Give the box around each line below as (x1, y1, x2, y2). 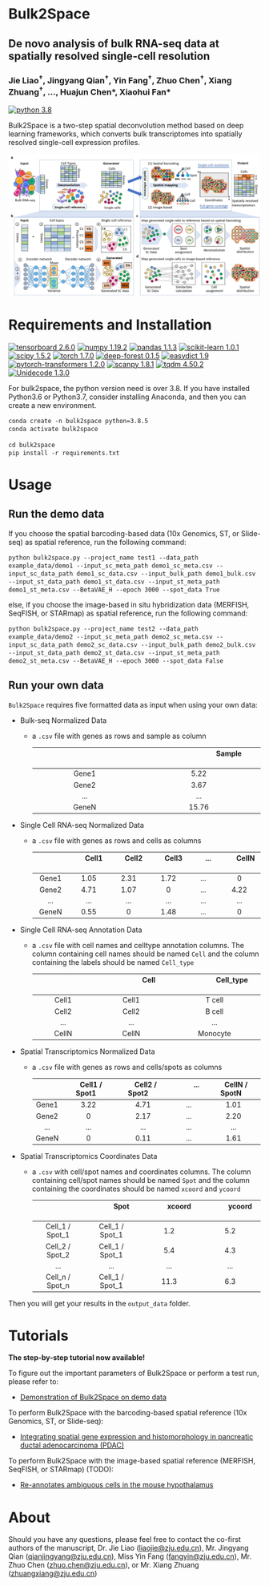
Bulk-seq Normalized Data (19, 715, 107, 725)
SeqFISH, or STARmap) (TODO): (8, 1464, 114, 1475)
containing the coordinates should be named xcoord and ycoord (31, 1184, 241, 1193)
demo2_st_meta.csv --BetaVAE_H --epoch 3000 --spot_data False (8, 656, 224, 665)
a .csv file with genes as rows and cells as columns (31, 835, 202, 845)
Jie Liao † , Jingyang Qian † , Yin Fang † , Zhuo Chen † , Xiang (8, 73, 232, 86)
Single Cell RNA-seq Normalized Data (19, 820, 144, 829)
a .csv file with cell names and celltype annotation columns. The (31, 940, 244, 950)
